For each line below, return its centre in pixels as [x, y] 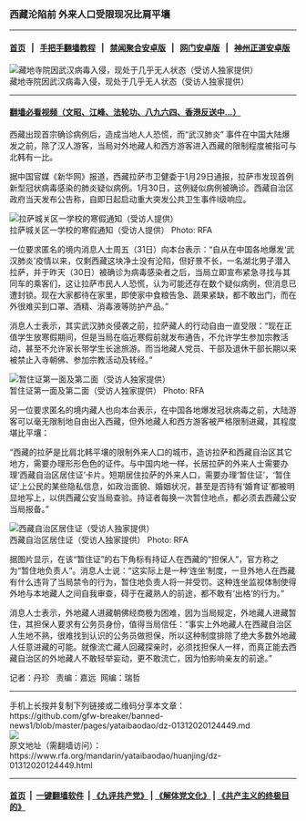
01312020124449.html [51, 765]
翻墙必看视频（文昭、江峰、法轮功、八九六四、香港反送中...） [125, 112]
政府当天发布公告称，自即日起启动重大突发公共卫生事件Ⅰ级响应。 [130, 199]
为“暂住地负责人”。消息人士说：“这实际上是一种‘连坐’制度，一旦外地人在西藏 [153, 570]
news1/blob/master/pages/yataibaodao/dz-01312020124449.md [130, 725]
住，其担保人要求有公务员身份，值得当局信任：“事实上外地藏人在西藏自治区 [151, 624]
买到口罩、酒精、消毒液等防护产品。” [101, 306]
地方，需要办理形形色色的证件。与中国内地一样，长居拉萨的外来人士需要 [145, 463]
